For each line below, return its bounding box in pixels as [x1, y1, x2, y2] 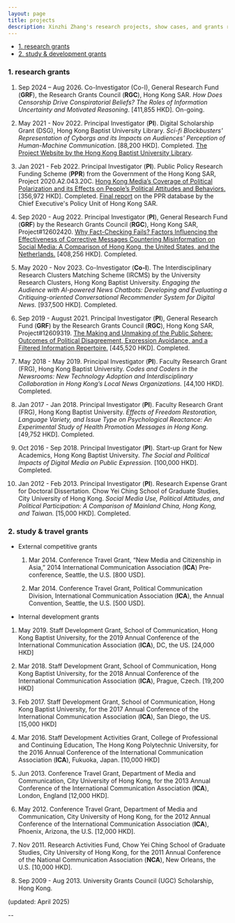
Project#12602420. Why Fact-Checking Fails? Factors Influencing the [17, 228, 218, 236]
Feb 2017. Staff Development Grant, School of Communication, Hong [17, 697, 215, 706]
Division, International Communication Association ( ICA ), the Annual [28, 591, 225, 600]
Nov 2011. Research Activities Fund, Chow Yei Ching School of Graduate [17, 841, 226, 849]
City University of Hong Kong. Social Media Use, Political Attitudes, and [17, 494, 225, 503]
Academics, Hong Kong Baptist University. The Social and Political [17, 451, 210, 459]
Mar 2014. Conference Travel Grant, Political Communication [28, 584, 203, 592]
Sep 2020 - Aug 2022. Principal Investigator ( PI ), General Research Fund [17, 212, 228, 221]
